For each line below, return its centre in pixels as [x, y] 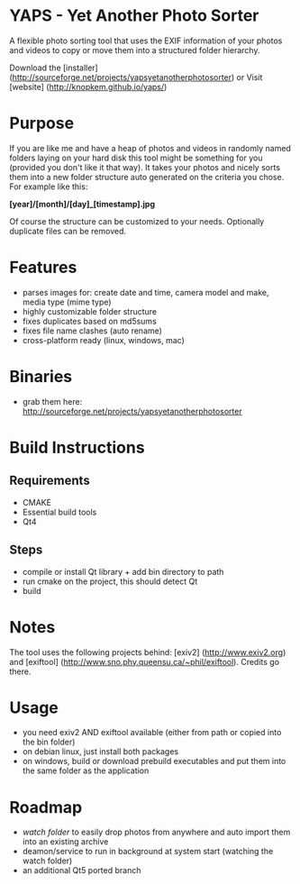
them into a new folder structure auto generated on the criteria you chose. [147, 177]
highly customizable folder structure [90, 311]
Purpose [42, 123]
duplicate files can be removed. [68, 231]
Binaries [41, 377]
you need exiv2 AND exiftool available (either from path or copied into [152, 733]
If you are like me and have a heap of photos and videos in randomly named [150, 148]
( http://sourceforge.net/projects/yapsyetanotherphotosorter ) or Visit [136, 77]
